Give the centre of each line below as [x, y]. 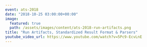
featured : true [25, 23]
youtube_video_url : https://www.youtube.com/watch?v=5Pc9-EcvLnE [73, 37]
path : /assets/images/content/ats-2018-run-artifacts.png [71, 28]
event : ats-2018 [22, 10]
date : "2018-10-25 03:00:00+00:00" [42, 14]
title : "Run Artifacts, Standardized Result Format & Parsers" [72, 32]
